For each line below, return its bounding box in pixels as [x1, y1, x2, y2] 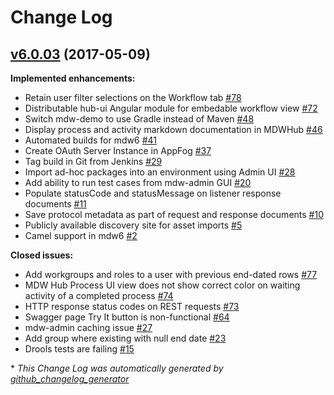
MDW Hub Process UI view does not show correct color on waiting [24, 279, 301, 291]
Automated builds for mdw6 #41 [24, 134, 157, 146]
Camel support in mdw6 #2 [24, 230, 138, 241]
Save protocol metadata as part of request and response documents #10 [24, 209, 324, 220]
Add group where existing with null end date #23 [24, 332, 227, 344]
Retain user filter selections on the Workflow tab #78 [24, 92, 242, 103]
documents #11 [24, 198, 87, 210]
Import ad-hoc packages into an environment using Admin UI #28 [24, 166, 296, 178]
